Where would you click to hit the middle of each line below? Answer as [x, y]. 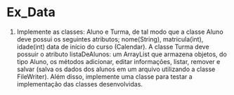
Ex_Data [31, 12]
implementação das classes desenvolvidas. [80, 84]
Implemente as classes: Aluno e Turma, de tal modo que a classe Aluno [120, 32]
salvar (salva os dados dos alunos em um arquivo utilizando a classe [116, 69]
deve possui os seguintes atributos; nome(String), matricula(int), [110, 39]
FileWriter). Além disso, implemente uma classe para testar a [104, 76]
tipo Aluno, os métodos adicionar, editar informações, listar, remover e [118, 61]
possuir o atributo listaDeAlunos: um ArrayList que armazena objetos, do [122, 54]
